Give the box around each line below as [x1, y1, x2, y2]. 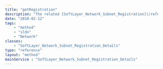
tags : [5, 20, 16, 26]
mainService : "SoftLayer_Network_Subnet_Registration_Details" [5, 57, 138, 62]
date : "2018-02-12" [5, 16, 45, 21]
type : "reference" [5, 48, 42, 52]
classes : [5, 39, 23, 44]
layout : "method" [5, 52, 40, 57]
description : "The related [5, 12, 60, 17]
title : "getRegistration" [5, 7, 57, 12]
